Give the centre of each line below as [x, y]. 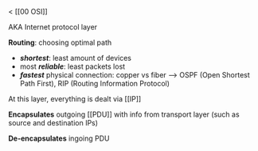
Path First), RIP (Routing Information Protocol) [94, 83]
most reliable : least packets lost [72, 66]
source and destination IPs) [53, 123]
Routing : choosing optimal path [60, 42]
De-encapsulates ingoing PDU [59, 138]
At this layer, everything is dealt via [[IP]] [75, 99]
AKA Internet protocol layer [53, 27]
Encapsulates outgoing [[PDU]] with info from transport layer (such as [124, 114]
